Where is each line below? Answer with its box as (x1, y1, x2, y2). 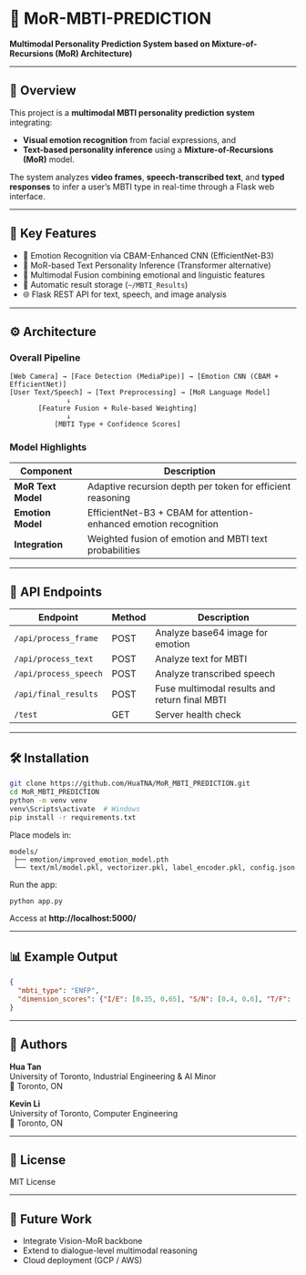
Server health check (154, 709, 241, 721)
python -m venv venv (9, 796, 88, 805)
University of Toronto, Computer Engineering (9, 1107, 178, 1118)
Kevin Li (9, 1097, 41, 1109)
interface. (9, 190, 46, 201)
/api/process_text (14, 654, 94, 664)
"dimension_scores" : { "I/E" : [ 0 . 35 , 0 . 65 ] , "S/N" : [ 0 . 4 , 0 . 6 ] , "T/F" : (17, 994, 291, 1004)
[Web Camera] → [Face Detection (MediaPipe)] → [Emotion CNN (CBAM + (9, 372, 280, 382)
